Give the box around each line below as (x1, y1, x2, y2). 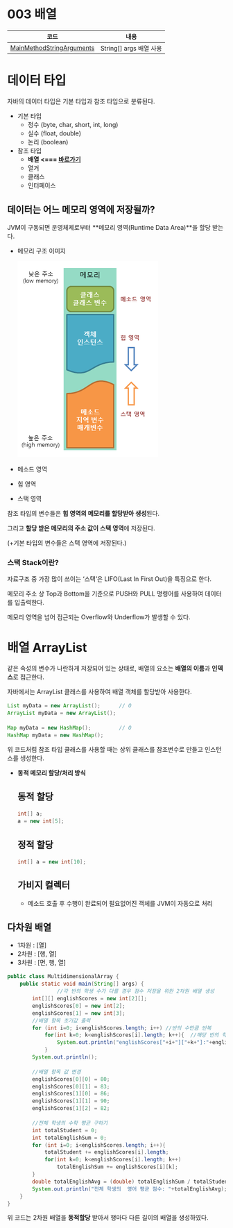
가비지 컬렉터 (17, 880, 71, 891)
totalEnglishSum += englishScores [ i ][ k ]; (56, 1163, 178, 1170)
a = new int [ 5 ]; (17, 818, 64, 825)
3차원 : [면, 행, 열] (17, 959, 66, 967)
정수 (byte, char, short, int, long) (27, 121, 119, 129)
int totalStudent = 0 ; (32, 1127, 98, 1134)
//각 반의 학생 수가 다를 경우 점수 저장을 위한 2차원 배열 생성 (56, 988, 215, 995)
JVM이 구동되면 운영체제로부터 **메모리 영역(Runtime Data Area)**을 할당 (7, 223, 212, 231)
